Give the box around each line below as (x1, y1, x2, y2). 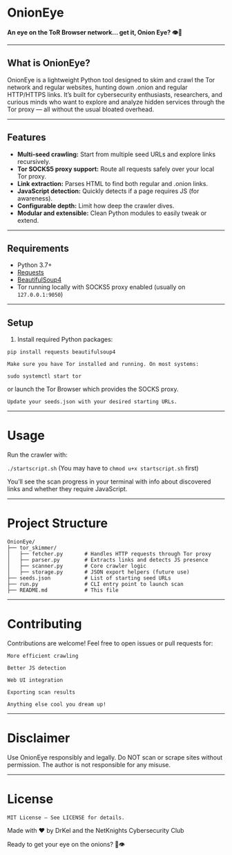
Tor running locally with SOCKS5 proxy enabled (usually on (17, 283, 186, 291)
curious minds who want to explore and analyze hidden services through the (7, 98, 225, 106)
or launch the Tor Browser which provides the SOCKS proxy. (7, 385, 179, 394)
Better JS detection (7, 665, 67, 672)
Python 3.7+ (17, 261, 52, 269)
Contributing (7, 616, 82, 632)
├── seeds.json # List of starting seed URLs (7, 575, 171, 582)
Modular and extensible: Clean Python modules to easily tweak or (17, 209, 207, 217)
